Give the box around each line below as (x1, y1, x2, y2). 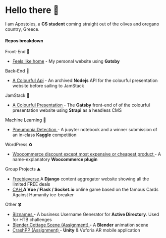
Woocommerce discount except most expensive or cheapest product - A (12, 151, 161, 157)
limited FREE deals (12, 181, 51, 187)
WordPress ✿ (5, 142, 33, 148)
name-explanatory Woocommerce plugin (12, 157, 98, 162)
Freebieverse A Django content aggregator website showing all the (12, 176, 150, 182)
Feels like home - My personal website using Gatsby (12, 58, 120, 64)
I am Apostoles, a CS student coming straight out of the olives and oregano (5, 21, 160, 27)
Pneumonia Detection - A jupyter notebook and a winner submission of (12, 127, 158, 133)
